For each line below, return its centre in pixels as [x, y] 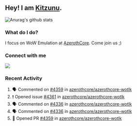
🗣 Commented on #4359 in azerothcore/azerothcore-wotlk [72, 89]
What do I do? [22, 32]
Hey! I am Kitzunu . [34, 8]
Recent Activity [24, 78]
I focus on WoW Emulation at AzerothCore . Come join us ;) [63, 43]
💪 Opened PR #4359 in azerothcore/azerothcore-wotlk [67, 118]
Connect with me [26, 55]
